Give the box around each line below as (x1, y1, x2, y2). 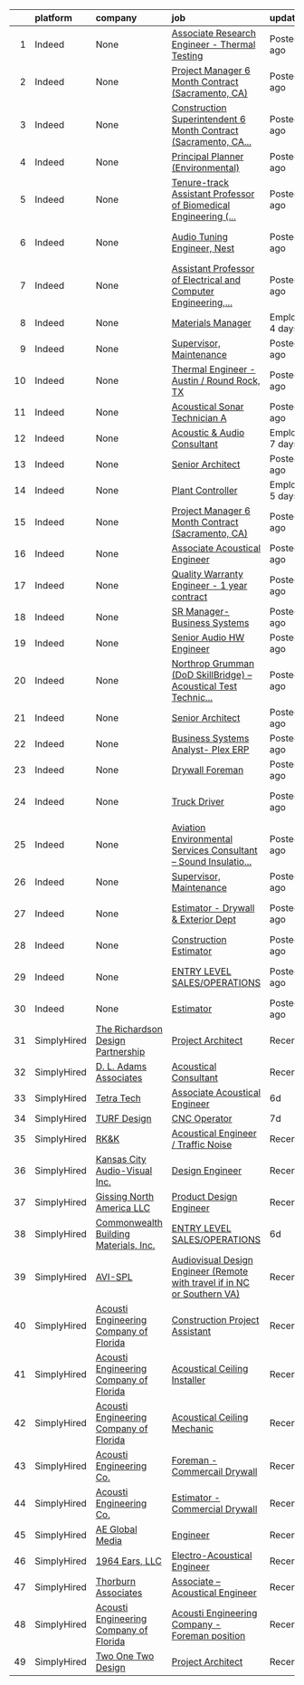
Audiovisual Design (171, 1254, 253, 1266)
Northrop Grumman (171, 657, 255, 669)
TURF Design (95, 1113, 152, 1125)
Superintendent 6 (171, 113, 246, 125)
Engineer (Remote (171, 1265, 249, 1278)
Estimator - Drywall (171, 902, 255, 914)
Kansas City (95, 1154, 147, 1165)
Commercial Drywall (171, 1503, 258, 1515)
